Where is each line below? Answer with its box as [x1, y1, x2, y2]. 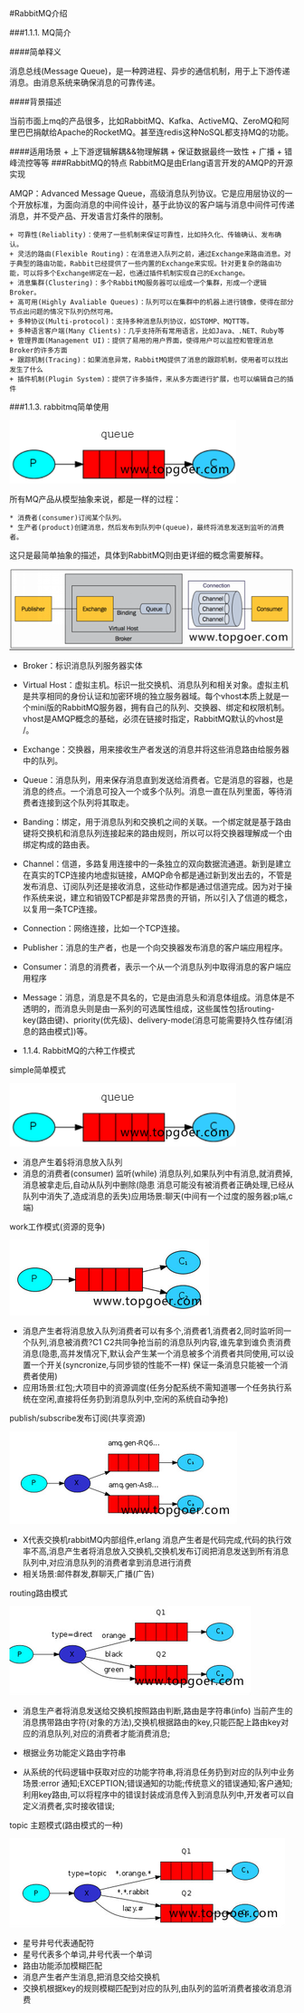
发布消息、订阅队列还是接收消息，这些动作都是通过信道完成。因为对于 [22, 881, 285, 891]
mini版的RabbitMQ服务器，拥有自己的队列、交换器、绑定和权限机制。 [30, 701, 290, 713]
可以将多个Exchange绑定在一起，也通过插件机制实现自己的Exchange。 [22, 269, 250, 278]
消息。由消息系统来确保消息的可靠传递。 [9, 77, 160, 88]
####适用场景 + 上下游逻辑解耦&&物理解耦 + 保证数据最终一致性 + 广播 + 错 [9, 146, 293, 157]
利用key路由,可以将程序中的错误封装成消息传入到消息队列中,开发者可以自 [22, 1788, 294, 1800]
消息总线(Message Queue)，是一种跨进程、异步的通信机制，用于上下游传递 [9, 66, 290, 76]
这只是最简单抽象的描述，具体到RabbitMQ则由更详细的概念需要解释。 [9, 550, 269, 560]
